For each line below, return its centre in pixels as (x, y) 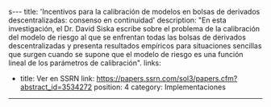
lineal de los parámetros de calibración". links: (85, 63)
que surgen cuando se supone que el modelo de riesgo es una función (126, 54)
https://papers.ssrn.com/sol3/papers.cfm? (167, 78)
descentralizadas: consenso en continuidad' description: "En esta (118, 20)
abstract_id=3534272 (56, 87)
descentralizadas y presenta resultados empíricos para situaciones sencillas (135, 46)
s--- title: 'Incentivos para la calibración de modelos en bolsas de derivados (134, 12)
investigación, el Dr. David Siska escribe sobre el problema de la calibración (134, 29)
